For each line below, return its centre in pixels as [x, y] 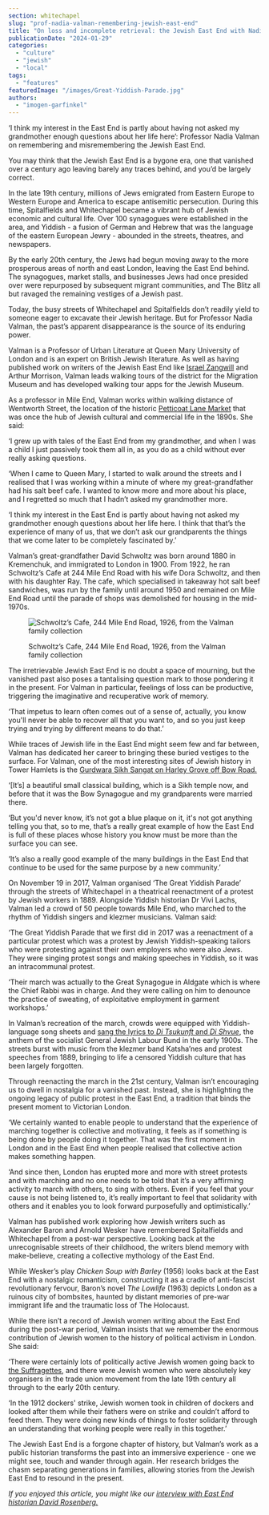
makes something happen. [52, 1157]
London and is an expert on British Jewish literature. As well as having [124, 359]
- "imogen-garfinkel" [52, 105]
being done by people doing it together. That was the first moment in [122, 1140]
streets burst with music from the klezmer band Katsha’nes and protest [125, 1049]
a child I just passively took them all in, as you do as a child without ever [127, 450]
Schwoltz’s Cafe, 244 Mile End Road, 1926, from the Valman [127, 647]
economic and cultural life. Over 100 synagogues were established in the [128, 219]
